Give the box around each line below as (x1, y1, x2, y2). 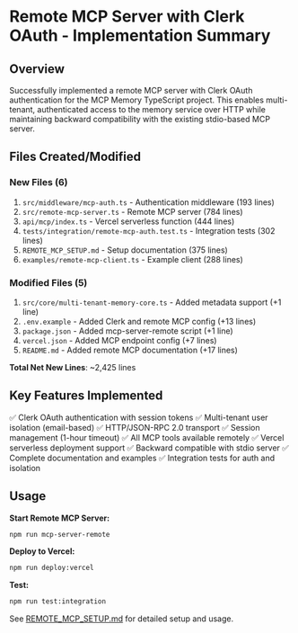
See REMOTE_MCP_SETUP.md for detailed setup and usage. (9, 613, 234, 624)
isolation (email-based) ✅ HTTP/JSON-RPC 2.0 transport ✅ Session (9, 422, 260, 432)
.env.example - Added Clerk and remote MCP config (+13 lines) (22, 316, 257, 326)
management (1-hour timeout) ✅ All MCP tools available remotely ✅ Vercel (9, 432, 285, 442)
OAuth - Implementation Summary (9, 25, 271, 46)
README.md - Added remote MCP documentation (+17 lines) (22, 344, 238, 355)
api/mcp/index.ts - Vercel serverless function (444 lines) (22, 216, 235, 227)
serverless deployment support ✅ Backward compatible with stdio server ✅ (9, 442, 289, 453)
